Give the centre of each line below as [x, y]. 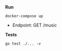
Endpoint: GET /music [34, 25]
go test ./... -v [23, 44]
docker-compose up [24, 16]
